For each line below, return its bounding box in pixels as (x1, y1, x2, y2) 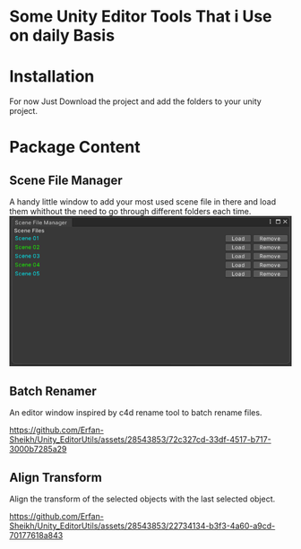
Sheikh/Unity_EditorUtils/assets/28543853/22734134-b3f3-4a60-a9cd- (9, 520, 276, 531)
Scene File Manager (9, 172, 123, 187)
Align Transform (9, 469, 103, 485)
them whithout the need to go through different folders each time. (9, 206, 252, 217)
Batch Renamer (9, 383, 97, 398)
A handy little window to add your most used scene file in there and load (9, 196, 276, 207)
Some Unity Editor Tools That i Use (9, 6, 272, 27)
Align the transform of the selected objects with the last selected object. (9, 493, 276, 504)
